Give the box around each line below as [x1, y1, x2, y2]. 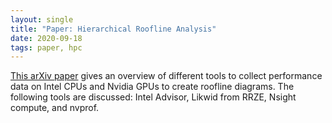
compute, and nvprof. [10, 102, 100, 114]
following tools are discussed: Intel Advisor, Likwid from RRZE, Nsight [10, 91, 297, 103]
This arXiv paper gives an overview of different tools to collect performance [10, 70, 323, 82]
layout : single [10, 14, 74, 25]
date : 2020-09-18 [10, 33, 83, 43]
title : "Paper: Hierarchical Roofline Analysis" [10, 24, 217, 34]
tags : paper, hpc [10, 42, 83, 53]
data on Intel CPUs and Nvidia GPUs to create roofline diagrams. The [10, 81, 295, 93]
